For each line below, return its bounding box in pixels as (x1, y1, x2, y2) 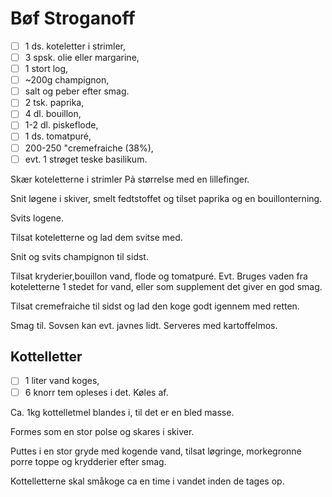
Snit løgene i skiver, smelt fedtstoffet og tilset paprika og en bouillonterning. (10, 192, 323, 204)
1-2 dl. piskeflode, (24, 119, 99, 131)
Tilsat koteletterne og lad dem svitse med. (10, 231, 183, 243)
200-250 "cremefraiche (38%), (24, 142, 154, 154)
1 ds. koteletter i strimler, (24, 40, 127, 52)
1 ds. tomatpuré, (24, 130, 92, 142)
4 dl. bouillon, (24, 108, 82, 120)
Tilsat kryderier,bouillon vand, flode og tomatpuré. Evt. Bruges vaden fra (10, 270, 308, 282)
